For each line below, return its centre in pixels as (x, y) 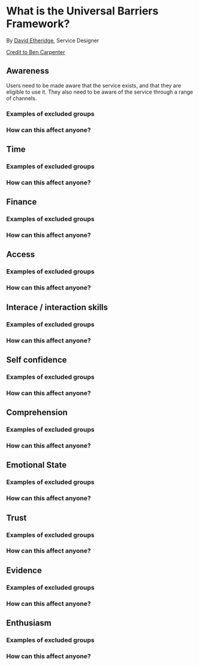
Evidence (24, 570)
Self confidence (37, 359)
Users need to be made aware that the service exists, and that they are (94, 85)
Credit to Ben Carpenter (36, 52)
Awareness (28, 71)
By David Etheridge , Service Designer (53, 40)
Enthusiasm (29, 623)
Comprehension (37, 413)
